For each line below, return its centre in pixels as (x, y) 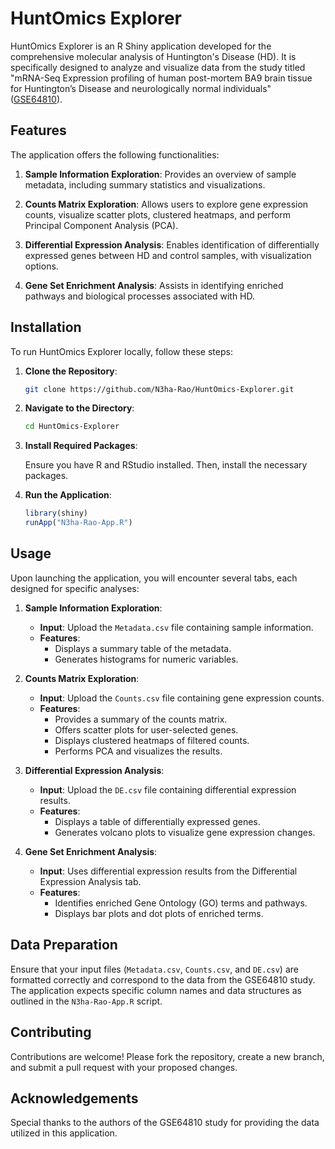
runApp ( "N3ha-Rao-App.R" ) (78, 523)
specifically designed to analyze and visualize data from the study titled (158, 67)
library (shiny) (56, 513)
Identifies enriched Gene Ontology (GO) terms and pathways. (181, 903)
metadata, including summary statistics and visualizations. (145, 184)
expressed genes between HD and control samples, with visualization (168, 255)
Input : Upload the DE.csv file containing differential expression (168, 789)
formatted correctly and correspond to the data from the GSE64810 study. (163, 979)
